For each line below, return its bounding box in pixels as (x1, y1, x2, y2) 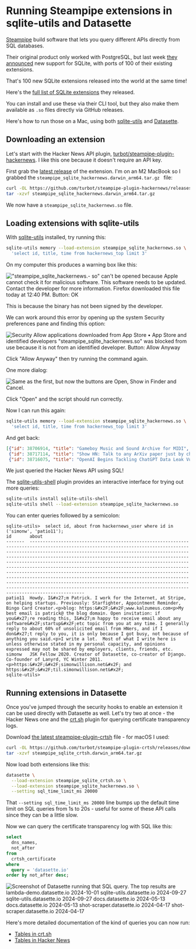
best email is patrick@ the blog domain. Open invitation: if (6, 610, 160, 616)
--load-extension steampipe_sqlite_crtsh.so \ (11, 777, 127, 783)
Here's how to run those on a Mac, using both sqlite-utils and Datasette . (6, 117, 179, 124)
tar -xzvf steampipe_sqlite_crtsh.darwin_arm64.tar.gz (6, 750, 142, 756)
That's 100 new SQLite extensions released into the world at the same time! (6, 77, 187, 84)
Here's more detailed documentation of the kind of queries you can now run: (6, 919, 190, 926)
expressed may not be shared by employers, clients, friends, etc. (6, 646, 174, 653)
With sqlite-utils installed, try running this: (6, 234, 106, 241)
